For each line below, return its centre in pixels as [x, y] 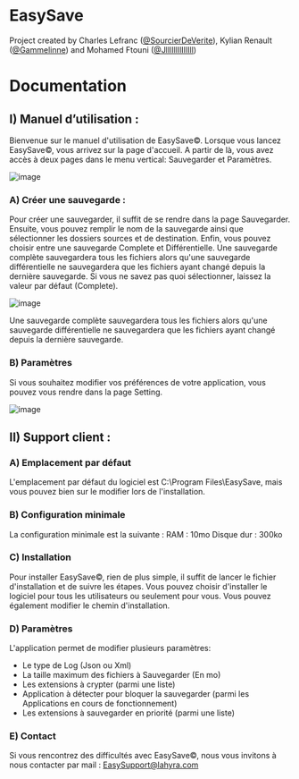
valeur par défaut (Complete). [64, 286]
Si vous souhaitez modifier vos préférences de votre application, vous [137, 382]
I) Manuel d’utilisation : [74, 119]
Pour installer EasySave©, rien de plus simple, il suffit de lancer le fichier [143, 577]
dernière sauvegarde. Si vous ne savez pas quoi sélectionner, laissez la [140, 276]
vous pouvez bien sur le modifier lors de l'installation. [107, 492]
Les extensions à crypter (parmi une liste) [99, 684]
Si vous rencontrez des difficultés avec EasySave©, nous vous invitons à [143, 756]
